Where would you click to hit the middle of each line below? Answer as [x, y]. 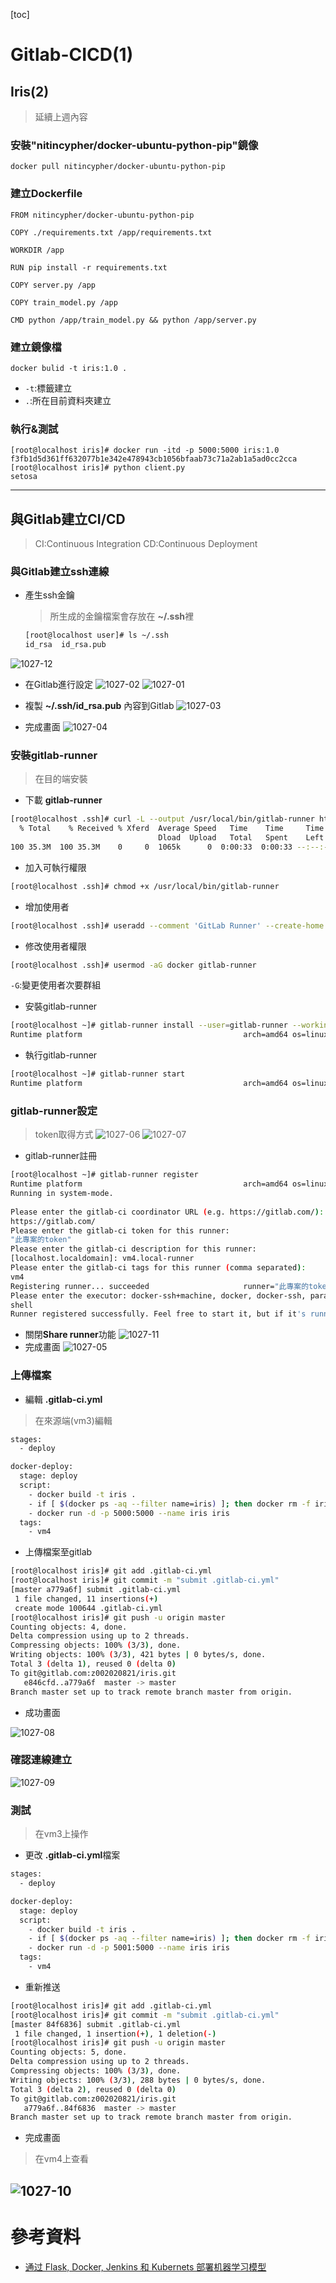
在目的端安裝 [61, 779]
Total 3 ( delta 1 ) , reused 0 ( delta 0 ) [93, 1664]
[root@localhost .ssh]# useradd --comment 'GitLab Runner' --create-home [167, 925]
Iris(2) [30, 91]
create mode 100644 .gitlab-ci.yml [88, 1608]
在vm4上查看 [61, 2159]
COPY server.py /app [53, 285]
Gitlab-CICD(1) [72, 55]
